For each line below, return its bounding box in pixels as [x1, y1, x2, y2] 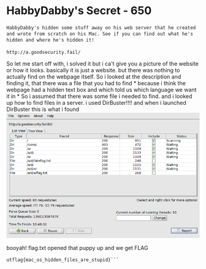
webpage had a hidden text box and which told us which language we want [6, 86, 197, 93]
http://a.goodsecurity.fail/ [6, 49, 81, 55]
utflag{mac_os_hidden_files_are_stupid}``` [6, 257, 120, 263]
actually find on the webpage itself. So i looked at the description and [6, 73, 181, 80]
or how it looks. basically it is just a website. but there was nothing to [6, 66, 180, 74]
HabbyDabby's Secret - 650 [6, 4, 152, 18]
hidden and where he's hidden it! [6, 37, 95, 43]
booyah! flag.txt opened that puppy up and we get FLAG [6, 244, 148, 252]
